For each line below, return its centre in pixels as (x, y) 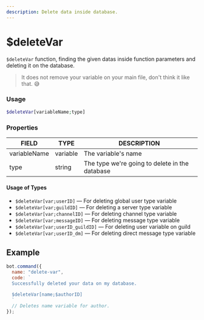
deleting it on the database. (40, 65)
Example (23, 252)
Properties (22, 127)
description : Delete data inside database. (62, 12)
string (63, 167)
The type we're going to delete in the (137, 164)
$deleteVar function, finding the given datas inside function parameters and (101, 59)
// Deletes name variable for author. (61, 306)
